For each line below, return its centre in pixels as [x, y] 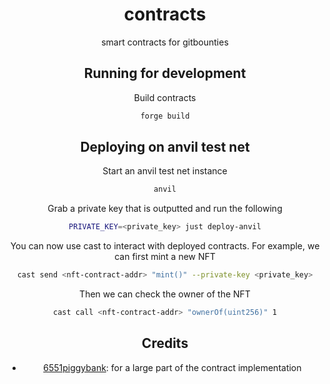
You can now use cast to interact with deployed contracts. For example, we [165, 246]
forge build [165, 116]
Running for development [165, 73]
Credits [165, 343]
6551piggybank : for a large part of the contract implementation [172, 367]
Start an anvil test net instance [165, 171]
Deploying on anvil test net [165, 147]
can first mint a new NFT [165, 257]
